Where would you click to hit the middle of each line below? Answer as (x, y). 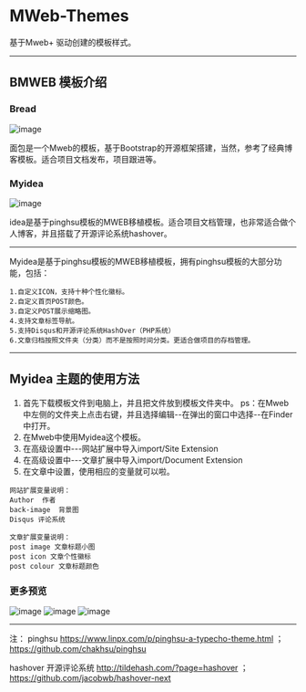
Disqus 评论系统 (37, 519)
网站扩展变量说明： (40, 490)
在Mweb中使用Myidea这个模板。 (84, 437)
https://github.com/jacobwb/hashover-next (90, 678)
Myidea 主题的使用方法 (75, 379)
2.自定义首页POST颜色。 (49, 301)
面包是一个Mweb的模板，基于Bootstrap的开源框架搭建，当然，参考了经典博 (151, 148)
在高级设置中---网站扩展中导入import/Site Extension (120, 448)
